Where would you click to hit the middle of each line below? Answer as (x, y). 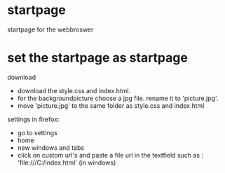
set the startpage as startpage (97, 58)
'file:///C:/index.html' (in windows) (67, 162)
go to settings (37, 132)
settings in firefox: (33, 119)
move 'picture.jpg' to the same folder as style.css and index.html (111, 105)
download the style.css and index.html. (74, 90)
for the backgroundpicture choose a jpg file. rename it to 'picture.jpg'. (118, 98)
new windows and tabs (51, 147)
